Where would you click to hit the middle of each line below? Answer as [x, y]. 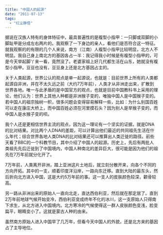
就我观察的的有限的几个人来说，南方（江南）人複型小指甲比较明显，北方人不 [81, 49]
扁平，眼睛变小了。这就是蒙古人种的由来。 [48, 211]
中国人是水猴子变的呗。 [28, 114]
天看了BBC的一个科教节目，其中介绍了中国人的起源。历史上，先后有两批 [77, 143]
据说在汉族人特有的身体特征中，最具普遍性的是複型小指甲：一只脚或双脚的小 [81, 37]
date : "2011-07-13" [25, 14]
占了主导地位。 [20, 228]
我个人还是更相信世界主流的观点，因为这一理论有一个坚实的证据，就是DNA [80, 124]
